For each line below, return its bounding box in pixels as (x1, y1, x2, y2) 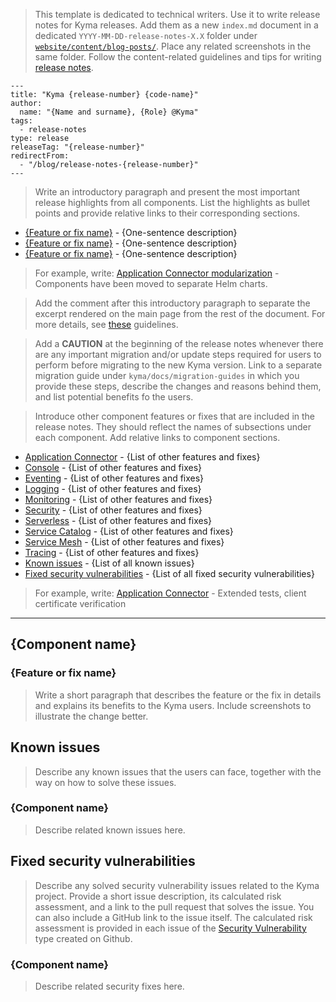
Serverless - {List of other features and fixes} (24, 515, 213, 526)
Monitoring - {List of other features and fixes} (24, 494, 213, 505)
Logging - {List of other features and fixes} (24, 483, 202, 494)
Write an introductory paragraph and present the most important (34, 186, 301, 198)
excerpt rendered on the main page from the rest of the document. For (34, 308, 326, 319)
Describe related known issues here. (34, 824, 186, 836)
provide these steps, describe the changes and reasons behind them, (34, 380, 322, 392)
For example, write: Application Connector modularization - (34, 267, 280, 279)
